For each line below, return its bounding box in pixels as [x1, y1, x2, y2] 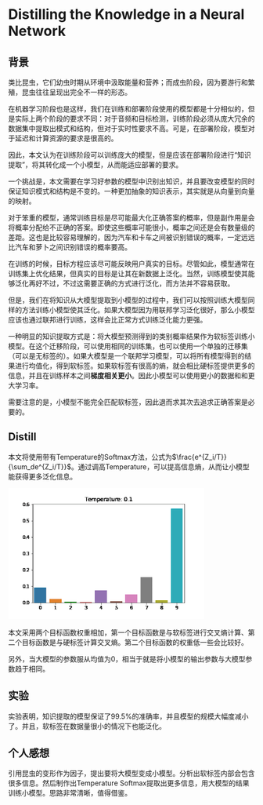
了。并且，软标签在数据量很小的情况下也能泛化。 [8, 721, 166, 730]
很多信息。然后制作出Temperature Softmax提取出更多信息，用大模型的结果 [8, 778, 250, 788]
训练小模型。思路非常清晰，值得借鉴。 [8, 789, 131, 798]
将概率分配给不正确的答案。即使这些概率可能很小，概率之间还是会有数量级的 [8, 223, 255, 232]
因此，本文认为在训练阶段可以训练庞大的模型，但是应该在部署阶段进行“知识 [8, 151, 252, 159]
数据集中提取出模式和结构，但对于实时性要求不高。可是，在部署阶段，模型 [8, 124, 248, 133]
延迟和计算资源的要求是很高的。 [14, 133, 118, 143]
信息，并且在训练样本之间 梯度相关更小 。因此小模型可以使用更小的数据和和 [8, 371, 248, 380]
